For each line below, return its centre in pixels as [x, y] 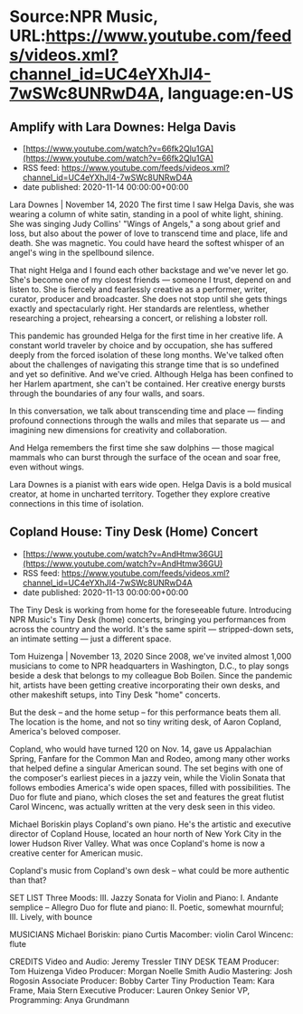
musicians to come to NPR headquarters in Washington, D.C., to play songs [149, 666]
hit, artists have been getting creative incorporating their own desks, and [145, 685]
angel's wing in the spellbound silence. [82, 252]
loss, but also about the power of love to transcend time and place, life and [148, 233]
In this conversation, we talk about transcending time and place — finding [147, 411]
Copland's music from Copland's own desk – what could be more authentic [149, 870]
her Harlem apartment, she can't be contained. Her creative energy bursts [147, 384]
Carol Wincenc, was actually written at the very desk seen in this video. [142, 806]
